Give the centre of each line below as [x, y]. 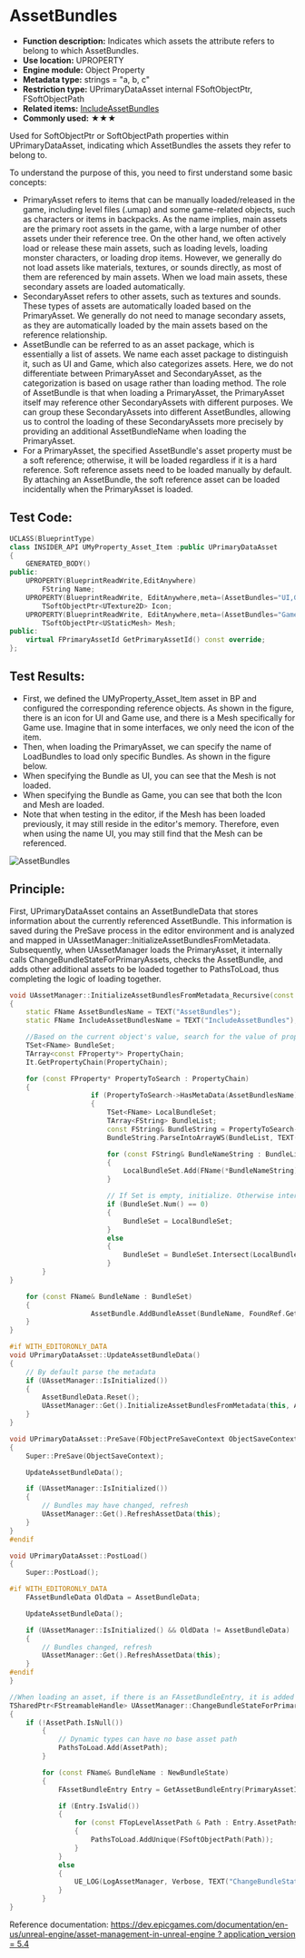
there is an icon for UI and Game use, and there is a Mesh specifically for [159, 717]
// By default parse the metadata [91, 1372]
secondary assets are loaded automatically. [104, 286]
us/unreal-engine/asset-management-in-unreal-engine [113, 1933]
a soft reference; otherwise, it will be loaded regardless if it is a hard [150, 460]
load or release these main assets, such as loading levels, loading [145, 248]
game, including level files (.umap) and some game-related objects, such [159, 209]
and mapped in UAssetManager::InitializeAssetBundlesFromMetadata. [140, 940]
